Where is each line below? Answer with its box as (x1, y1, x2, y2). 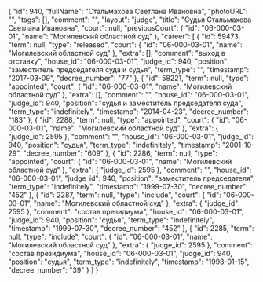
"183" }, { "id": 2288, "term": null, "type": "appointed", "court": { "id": (8, 115, 231, 124)
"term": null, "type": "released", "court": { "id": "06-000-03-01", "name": (8, 40, 243, 49)
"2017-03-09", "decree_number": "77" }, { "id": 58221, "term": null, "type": (8, 74, 249, 82)
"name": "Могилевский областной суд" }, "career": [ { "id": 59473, (21, 31, 241, 41)
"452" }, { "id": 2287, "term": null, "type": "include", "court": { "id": (8, 190, 221, 200)
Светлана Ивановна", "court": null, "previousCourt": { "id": (8, 24, 200, 32)
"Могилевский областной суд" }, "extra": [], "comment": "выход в (8, 49, 226, 57)
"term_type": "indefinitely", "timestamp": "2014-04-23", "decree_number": (8, 107, 249, 116)
